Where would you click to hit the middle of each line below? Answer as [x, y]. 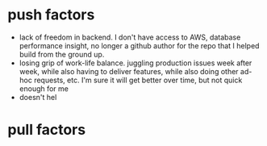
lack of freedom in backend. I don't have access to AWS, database [130, 37]
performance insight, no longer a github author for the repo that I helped [139, 45]
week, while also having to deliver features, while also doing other [129, 71]
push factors [51, 15]
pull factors [47, 130]
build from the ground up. [62, 54]
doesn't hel [38, 97]
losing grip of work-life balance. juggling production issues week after [136, 63]
